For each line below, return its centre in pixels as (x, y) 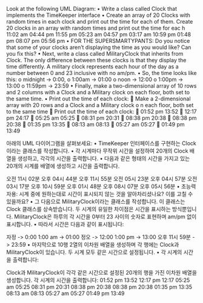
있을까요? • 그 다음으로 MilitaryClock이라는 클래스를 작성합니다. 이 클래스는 (96, 201)
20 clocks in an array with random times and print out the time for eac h (96, 28)
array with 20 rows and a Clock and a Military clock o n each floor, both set (100, 105)
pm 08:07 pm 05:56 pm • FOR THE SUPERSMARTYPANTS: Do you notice (98, 41)
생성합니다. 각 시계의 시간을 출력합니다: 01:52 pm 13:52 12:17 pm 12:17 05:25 (98, 280)
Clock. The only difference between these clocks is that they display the (96, 60)
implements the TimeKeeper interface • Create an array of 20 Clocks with (98, 15)
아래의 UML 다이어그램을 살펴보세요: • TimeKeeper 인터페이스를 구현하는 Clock (101, 143)
